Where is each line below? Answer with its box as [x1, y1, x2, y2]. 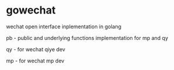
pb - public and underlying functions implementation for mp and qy [6, 34, 169, 41]
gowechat [6, 4, 56, 17]
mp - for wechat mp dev [6, 57, 64, 64]
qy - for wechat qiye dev [6, 45, 66, 53]
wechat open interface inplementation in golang [6, 23, 122, 30]
